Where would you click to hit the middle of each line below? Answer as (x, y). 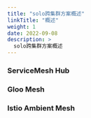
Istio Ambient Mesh (41, 108)
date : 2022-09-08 (33, 33)
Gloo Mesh (26, 89)
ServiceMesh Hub (38, 71)
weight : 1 (22, 27)
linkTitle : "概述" (33, 20)
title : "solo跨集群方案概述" (46, 14)
